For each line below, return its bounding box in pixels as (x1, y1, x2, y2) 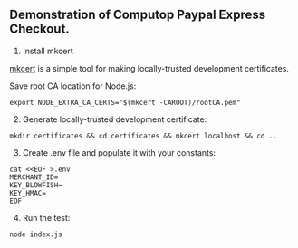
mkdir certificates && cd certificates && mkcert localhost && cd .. (9, 131, 278, 140)
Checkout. (9, 22, 70, 37)
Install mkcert (22, 45, 74, 56)
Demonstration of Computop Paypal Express (9, 7, 266, 23)
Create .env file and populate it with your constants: (22, 147, 216, 157)
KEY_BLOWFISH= (9, 180, 63, 189)
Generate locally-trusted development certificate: (22, 113, 207, 125)
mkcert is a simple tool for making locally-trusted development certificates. (9, 62, 290, 73)
